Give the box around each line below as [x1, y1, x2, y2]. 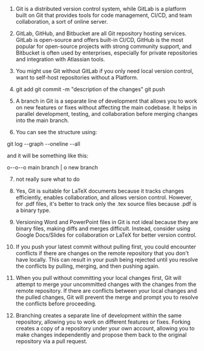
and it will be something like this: [7, 152, 89, 159]
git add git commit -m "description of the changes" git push [15, 86, 166, 93]
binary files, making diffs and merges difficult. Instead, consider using [15, 225, 191, 232]
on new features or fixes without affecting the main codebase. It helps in [15, 104, 197, 111]
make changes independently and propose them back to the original [15, 331, 187, 338]
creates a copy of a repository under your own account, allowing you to [15, 325, 195, 332]
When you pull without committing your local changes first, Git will [15, 274, 182, 281]
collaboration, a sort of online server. [15, 18, 108, 25]
